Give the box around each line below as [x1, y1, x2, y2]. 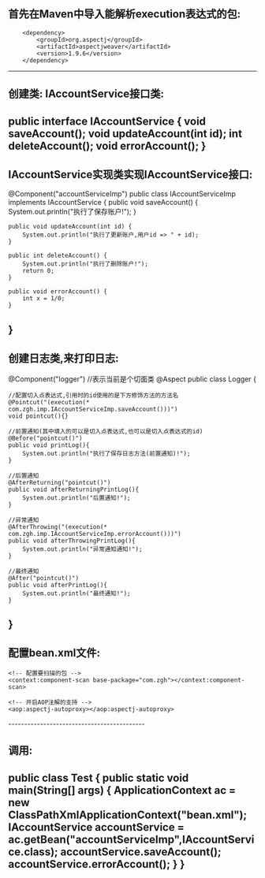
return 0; [22, 267, 55, 275]
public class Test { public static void [8, 771, 189, 784]
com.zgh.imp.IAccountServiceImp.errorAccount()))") [8, 530, 181, 538]
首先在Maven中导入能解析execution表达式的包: [8, 7, 241, 21]
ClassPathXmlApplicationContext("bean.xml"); [8, 808, 247, 821]
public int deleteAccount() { [8, 251, 108, 260]
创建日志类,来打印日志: [8, 352, 120, 365]
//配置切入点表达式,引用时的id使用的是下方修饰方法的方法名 [8, 391, 179, 400]
